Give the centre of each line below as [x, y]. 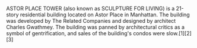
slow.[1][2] [179, 33]
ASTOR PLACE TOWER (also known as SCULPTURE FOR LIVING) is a [90, 8]
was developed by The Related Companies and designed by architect [91, 21]
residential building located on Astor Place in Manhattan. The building [105, 15]
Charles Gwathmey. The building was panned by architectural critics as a [96, 27]
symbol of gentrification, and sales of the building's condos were [85, 33]
